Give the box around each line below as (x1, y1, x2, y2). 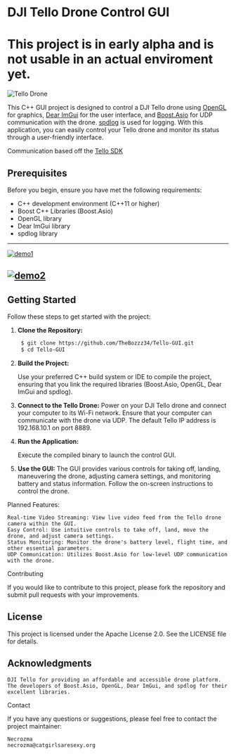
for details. (7, 637, 39, 646)
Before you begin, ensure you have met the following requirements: (7, 186, 202, 194)
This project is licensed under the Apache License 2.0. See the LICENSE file (7, 629, 227, 638)
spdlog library (17, 229, 58, 238)
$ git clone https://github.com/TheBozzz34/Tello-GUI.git (20, 340, 195, 347)
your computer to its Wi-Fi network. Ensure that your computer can (17, 409, 212, 417)
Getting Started (7, 293, 77, 306)
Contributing (7, 569, 44, 577)
